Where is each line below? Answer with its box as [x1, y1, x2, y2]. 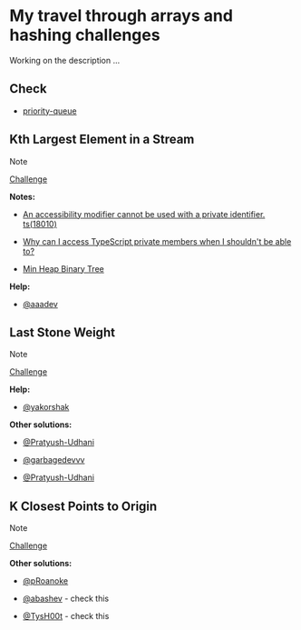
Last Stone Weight [9, 325, 116, 340]
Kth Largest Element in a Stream [9, 132, 195, 147]
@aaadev [22, 298, 59, 309]
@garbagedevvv [22, 455, 85, 465]
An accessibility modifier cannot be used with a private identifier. [22, 208, 266, 219]
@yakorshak [22, 402, 70, 413]
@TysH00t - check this [22, 611, 110, 622]
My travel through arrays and [9, 5, 234, 26]
